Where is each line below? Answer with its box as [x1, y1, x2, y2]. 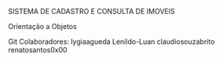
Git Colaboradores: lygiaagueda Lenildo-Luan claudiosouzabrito [8, 37, 215, 46]
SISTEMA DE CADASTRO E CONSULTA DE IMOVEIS [8, 7, 175, 16]
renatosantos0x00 [8, 45, 68, 54]
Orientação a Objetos [8, 22, 77, 30]
